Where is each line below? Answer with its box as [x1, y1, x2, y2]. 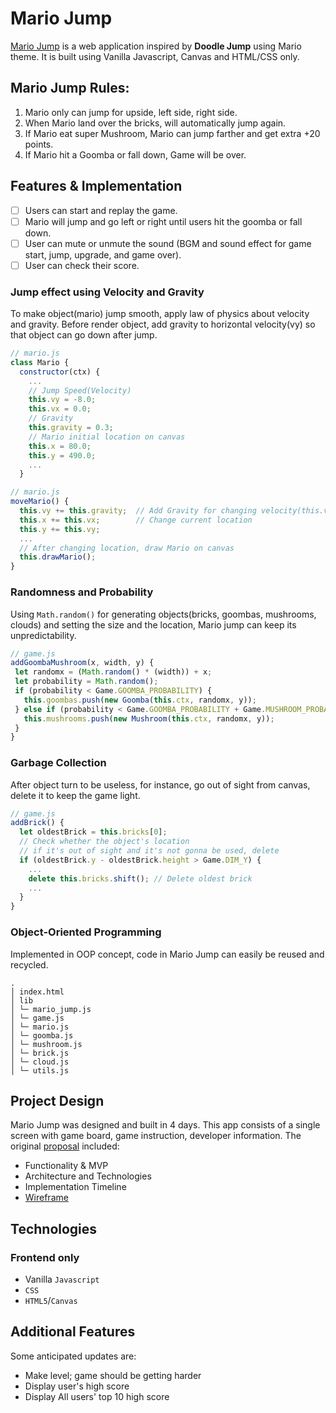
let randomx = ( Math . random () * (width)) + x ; [14, 667, 213, 677]
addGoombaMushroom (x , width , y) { [10, 658, 155, 668]
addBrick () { [10, 818, 65, 828]
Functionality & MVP [24, 1160, 109, 1172]
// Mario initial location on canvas [28, 432, 186, 442]
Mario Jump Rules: [10, 80, 130, 97]
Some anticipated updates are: [10, 1350, 137, 1362]
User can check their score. [24, 259, 140, 271]
